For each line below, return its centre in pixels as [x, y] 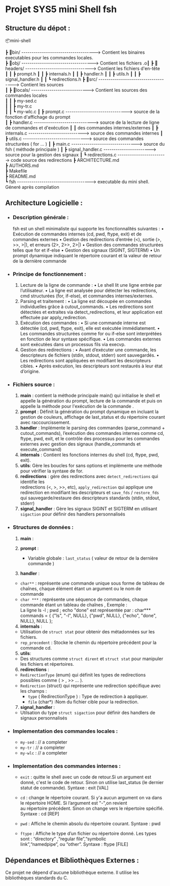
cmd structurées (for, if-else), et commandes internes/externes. [87, 296]
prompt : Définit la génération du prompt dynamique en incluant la [89, 412]
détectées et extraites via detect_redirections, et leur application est [91, 312]
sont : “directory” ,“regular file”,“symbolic [63, 839]
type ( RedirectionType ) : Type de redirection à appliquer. [88, 696]
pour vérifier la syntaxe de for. [52, 471]
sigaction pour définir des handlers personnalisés [73, 514]
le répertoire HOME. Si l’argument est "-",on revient [74, 803]
